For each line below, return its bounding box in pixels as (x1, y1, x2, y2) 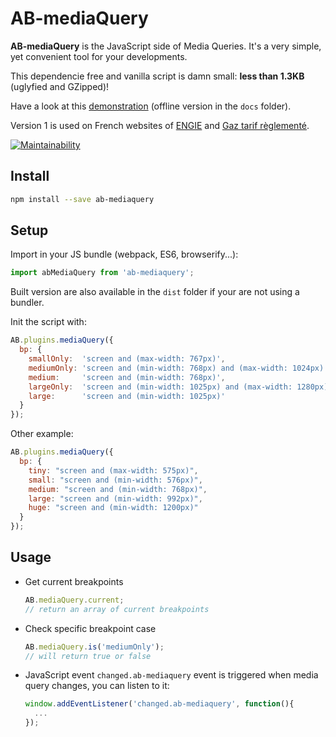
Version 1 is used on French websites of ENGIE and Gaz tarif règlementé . (10, 119, 310, 131)
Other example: (10, 428, 74, 440)
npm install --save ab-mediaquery (10, 194, 155, 204)
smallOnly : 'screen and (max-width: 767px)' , (28, 354, 226, 364)
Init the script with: (10, 316, 87, 328)
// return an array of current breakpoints (24, 604, 210, 614)
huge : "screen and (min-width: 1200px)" (28, 503, 199, 513)
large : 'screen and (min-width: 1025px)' (28, 391, 226, 401)
